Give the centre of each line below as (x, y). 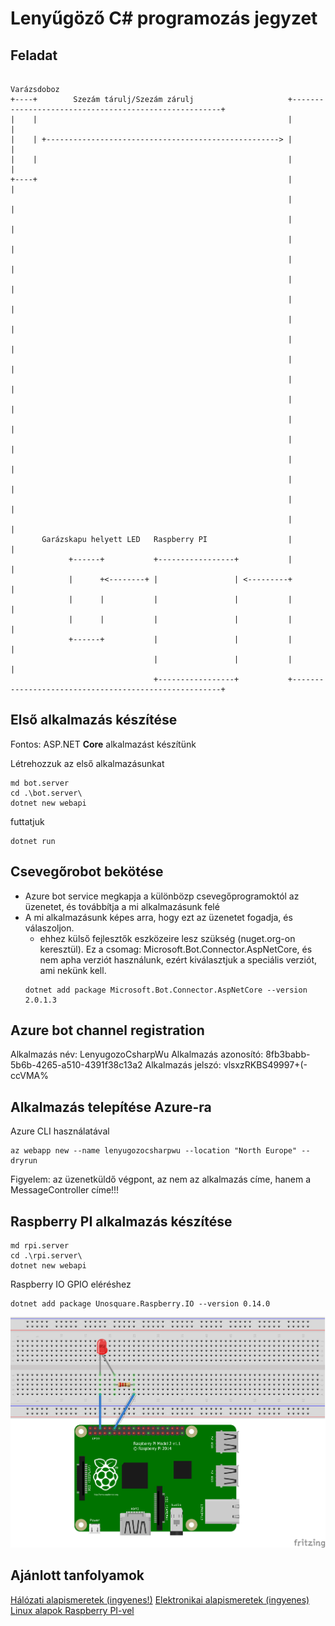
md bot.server (40, 783)
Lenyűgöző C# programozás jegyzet (164, 18)
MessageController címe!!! (65, 1190)
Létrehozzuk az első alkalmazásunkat (87, 763)
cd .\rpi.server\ (46, 1256)
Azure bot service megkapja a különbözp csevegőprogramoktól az (162, 896)
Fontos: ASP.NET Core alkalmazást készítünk (103, 744)
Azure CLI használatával (60, 1131)
